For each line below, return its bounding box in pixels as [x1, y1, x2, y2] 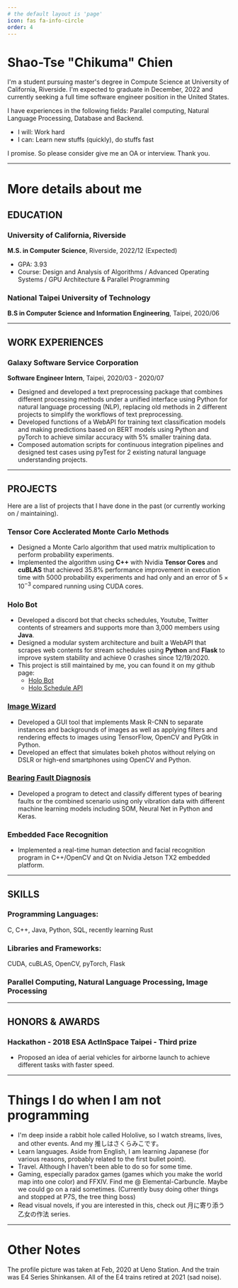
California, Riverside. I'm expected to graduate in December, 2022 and [7, 85, 213, 94]
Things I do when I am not [7, 1092, 161, 1108]
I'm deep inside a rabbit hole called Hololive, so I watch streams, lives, [17, 1131, 223, 1140]
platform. [17, 861, 45, 870]
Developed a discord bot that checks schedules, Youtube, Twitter [17, 616, 209, 624]
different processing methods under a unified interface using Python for [17, 395, 228, 404]
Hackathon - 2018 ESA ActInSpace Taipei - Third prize [7, 1037, 197, 1046]
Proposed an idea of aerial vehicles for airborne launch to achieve [17, 1053, 210, 1062]
